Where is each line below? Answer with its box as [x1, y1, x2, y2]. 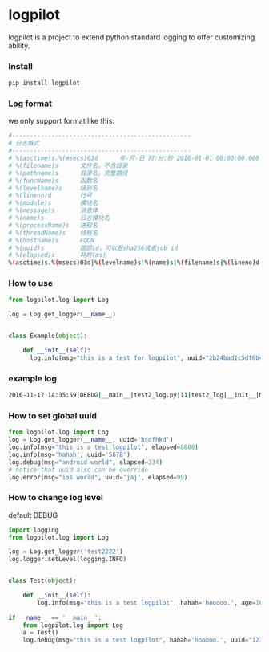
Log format [8, 98, 52, 109]
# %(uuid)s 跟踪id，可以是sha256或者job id [8, 243, 179, 252]
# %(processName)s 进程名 [8, 221, 98, 230]
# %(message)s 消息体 [8, 206, 98, 214]
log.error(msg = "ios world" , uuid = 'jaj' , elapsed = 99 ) [8, 473, 188, 481]
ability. [8, 40, 30, 50]
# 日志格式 [8, 139, 40, 148]
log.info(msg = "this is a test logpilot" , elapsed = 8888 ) [8, 443, 199, 451]
